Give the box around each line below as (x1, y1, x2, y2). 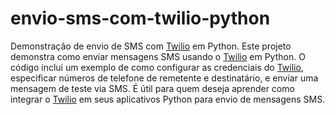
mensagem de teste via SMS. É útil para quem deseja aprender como (10, 82, 295, 94)
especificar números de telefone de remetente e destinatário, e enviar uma (10, 72, 319, 84)
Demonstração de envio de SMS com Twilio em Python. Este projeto (10, 40, 292, 52)
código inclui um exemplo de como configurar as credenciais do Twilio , (10, 61, 304, 73)
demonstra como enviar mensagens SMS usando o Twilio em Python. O (10, 50, 306, 62)
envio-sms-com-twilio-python (10, 7, 271, 30)
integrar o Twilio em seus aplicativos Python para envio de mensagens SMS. (10, 93, 326, 105)
